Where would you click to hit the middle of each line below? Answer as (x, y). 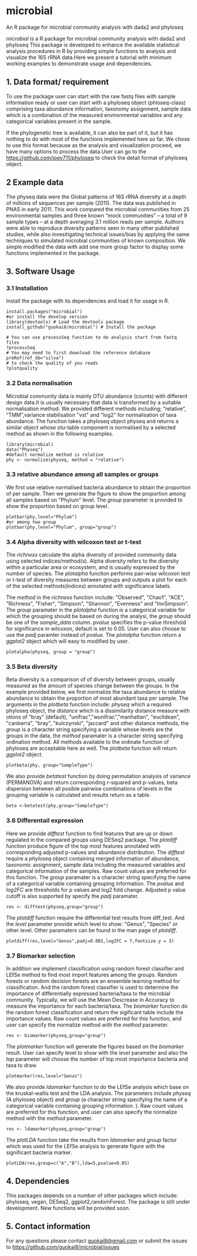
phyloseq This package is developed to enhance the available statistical (93, 45)
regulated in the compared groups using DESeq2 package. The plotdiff (91, 839)
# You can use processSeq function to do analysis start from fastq (91, 338)
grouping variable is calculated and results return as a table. (79, 795)
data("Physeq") (25, 449)
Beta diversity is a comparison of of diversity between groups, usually (91, 679)
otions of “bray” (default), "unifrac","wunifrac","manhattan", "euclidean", (93, 717)
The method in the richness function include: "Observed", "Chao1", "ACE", (95, 597)
